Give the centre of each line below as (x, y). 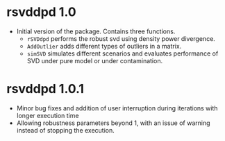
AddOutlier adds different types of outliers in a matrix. (104, 46)
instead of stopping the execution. (66, 130)
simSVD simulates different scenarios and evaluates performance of (123, 53)
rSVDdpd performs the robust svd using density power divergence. (121, 38)
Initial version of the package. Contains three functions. (96, 31)
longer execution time (48, 115)
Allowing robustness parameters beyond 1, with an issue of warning (113, 123)
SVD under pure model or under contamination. (95, 60)
